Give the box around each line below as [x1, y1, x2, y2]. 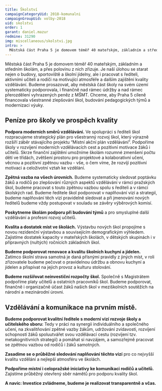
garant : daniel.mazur [5, 30, 49, 34]
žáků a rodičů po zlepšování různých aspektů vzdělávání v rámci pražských [5, 180, 155, 186]
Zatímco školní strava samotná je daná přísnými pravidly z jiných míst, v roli [5, 254, 155, 260]
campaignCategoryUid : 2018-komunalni [5, 12, 81, 16]
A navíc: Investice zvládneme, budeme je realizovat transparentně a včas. [5, 380, 157, 386]
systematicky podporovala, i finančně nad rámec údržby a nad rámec [5, 87, 143, 93]
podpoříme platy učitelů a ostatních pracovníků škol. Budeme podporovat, [5, 279, 152, 285]
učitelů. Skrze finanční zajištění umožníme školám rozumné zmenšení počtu [5, 150, 156, 156]
